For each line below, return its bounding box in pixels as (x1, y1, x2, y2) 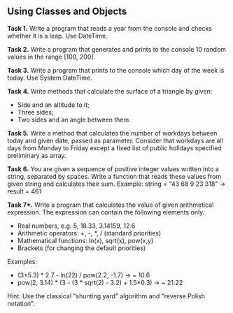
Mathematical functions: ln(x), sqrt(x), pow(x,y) (17, 236, 154, 245)
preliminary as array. (7, 151, 66, 159)
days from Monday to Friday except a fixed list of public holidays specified (7, 143, 222, 152)
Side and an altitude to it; (17, 101, 90, 109)
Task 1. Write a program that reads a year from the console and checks (7, 24, 212, 32)
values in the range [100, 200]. (7, 52, 96, 61)
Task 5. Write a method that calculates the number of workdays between (7, 129, 218, 137)
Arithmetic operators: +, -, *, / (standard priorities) (17, 228, 162, 237)
